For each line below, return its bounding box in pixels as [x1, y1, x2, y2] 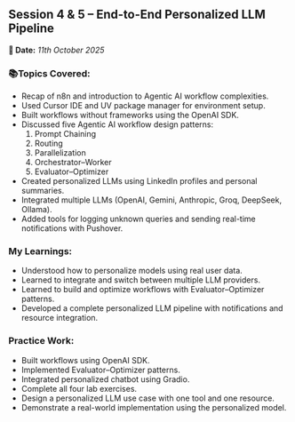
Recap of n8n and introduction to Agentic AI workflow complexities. [20, 91, 269, 101]
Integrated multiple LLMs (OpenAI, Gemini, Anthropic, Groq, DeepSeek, [20, 195, 282, 205]
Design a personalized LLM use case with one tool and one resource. [20, 393, 275, 403]
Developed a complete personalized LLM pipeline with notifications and [20, 303, 283, 314]
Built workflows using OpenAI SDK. [20, 354, 150, 365]
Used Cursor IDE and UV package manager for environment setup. [20, 100, 266, 111]
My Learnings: [8, 245, 73, 258]
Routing [34, 138, 63, 149]
